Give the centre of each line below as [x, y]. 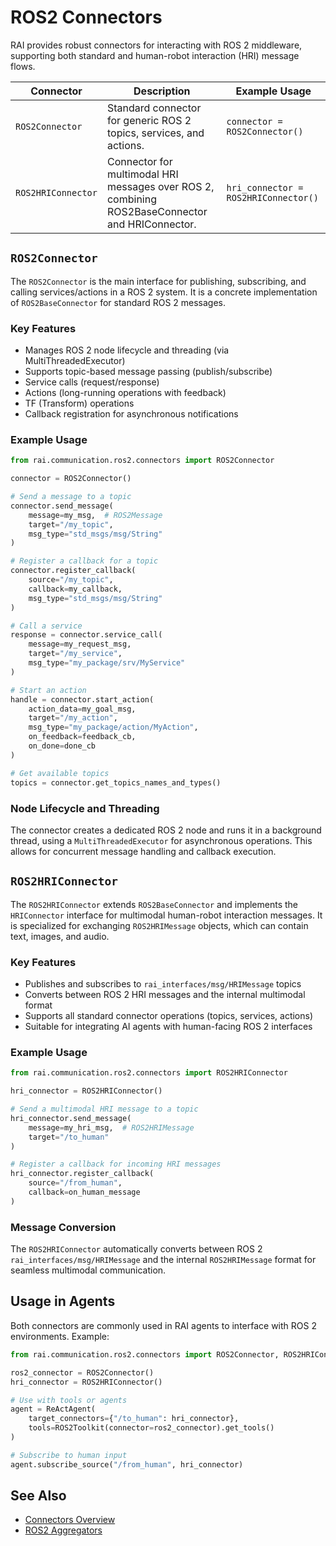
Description [162, 91]
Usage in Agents [63, 1301]
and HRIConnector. [151, 224]
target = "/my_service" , [75, 654]
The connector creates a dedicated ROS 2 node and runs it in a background [166, 830]
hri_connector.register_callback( [82, 1174]
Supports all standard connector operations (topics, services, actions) [169, 1015]
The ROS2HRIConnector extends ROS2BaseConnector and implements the [154, 904]
